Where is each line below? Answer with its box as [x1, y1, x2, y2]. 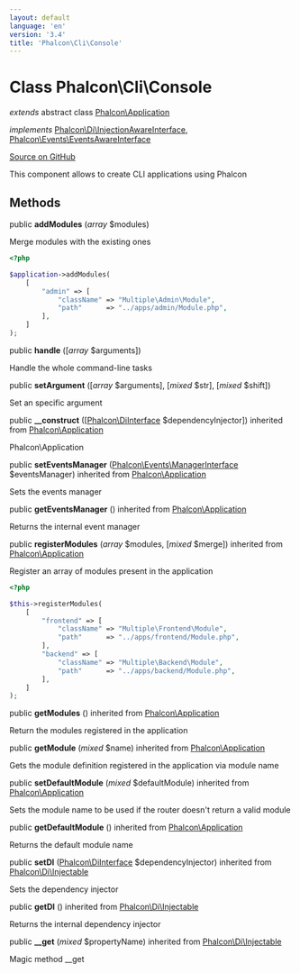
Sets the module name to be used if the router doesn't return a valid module [9, 805, 291, 815]
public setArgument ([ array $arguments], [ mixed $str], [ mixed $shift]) [9, 379, 271, 390]
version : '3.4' [9, 30, 67, 39]
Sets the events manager [9, 486, 102, 496]
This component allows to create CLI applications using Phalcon [9, 168, 248, 180]
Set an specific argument [9, 397, 103, 408]
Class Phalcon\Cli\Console [9, 77, 213, 97]
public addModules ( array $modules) [9, 219, 150, 230]
